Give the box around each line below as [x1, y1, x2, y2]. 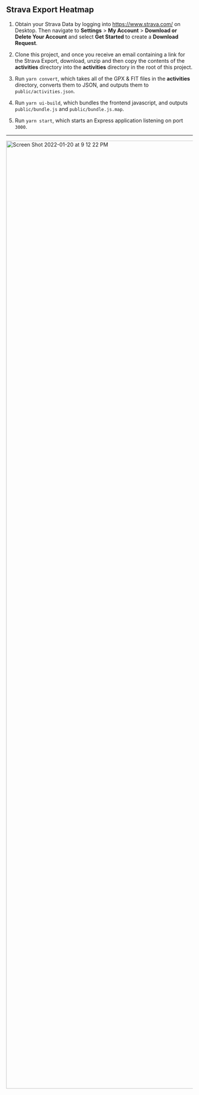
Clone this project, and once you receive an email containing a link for [14, 50, 185, 58]
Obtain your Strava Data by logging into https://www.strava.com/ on [14, 20, 181, 27]
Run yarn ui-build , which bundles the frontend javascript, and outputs [14, 99, 188, 106]
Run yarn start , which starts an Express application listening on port [14, 117, 184, 124]
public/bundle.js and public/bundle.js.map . [14, 105, 124, 112]
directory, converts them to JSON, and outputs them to [14, 81, 149, 88]
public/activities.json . [14, 87, 75, 94]
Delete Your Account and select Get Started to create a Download [14, 33, 179, 40]
